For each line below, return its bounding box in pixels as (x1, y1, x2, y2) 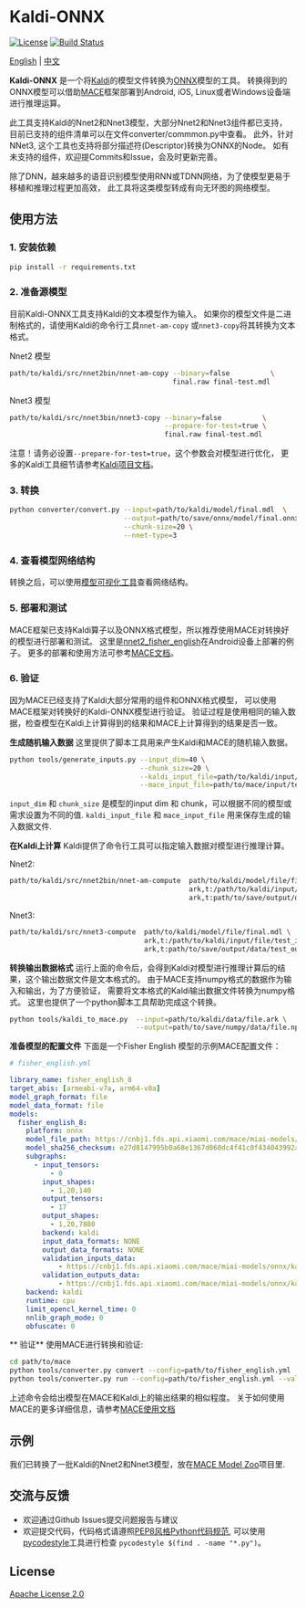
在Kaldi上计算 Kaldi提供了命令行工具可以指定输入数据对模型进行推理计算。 (9, 840, 290, 851)
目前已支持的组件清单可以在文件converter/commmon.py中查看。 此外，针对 (9, 128, 294, 139)
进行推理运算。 (9, 98, 66, 109)
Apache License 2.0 (9, 1588, 85, 1599)
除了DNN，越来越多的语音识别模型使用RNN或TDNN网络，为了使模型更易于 (9, 171, 291, 182)
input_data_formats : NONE (42, 1236, 141, 1245)
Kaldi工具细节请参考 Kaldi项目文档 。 (25, 459, 159, 470)
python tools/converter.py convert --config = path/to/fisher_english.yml (9, 1366, 291, 1375)
